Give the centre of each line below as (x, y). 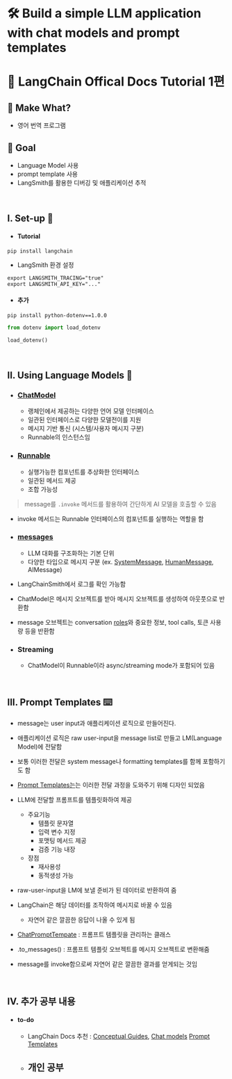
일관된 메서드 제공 (52, 480)
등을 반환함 (40, 631)
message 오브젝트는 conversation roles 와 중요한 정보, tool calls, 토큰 (113, 622)
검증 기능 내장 (57, 849)
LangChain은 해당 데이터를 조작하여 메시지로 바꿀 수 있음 (94, 904)
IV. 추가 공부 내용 (41, 1001)
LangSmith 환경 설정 (45, 264)
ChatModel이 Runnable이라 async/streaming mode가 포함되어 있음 (121, 666)
